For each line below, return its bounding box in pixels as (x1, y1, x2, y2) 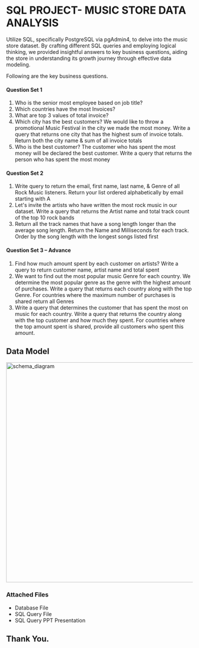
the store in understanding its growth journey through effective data (6, 55, 172, 62)
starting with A (14, 195, 51, 202)
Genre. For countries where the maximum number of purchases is (14, 291, 176, 298)
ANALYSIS (6, 16, 59, 30)
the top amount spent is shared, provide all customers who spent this (14, 323, 184, 330)
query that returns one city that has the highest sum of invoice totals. (14, 131, 184, 138)
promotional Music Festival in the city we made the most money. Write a (14, 125, 191, 132)
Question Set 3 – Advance (6, 247, 71, 254)
